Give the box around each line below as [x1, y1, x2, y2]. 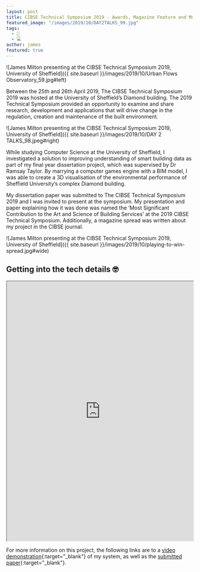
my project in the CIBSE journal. [6, 223, 84, 230]
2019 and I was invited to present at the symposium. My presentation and [6, 198, 185, 205]
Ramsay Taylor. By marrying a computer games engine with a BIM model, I [6, 167, 188, 174]
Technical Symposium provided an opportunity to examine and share [6, 100, 175, 107]
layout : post [6, 8, 38, 15]
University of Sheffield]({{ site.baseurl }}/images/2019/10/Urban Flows [6, 69, 178, 77]
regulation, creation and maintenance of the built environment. [6, 113, 159, 120]
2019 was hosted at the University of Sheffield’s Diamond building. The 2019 [6, 94, 192, 101]
